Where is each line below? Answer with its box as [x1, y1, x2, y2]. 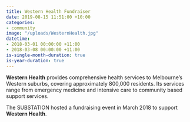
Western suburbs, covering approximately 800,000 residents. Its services [6, 80, 184, 87]
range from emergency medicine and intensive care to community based [6, 86, 183, 93]
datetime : [6, 36, 31, 42]
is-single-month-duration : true [6, 52, 85, 58]
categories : [6, 19, 35, 25]
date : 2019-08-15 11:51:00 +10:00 [6, 14, 91, 20]
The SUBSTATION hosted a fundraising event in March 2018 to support [6, 104, 178, 111]
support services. [6, 92, 49, 100]
